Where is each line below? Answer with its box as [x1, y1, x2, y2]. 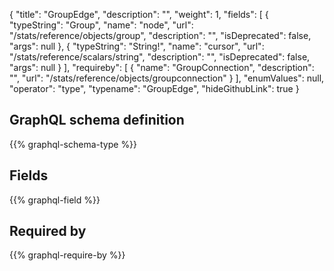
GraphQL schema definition [9, 112, 185, 129]
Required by [9, 223, 87, 240]
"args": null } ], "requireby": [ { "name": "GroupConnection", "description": [9, 62, 315, 73]
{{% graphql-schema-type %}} [9, 138, 138, 150]
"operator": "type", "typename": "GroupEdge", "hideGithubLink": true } [9, 83, 300, 94]
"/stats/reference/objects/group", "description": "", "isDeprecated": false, [9, 30, 312, 41]
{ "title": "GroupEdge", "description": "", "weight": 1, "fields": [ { [9, 9, 269, 20]
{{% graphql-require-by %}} [9, 249, 126, 261]
